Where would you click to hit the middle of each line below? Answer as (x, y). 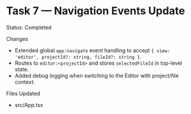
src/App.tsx (29, 104)
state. (22, 69)
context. (25, 82)
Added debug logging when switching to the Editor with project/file (97, 75)
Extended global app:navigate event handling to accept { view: (92, 50)
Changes (17, 39)
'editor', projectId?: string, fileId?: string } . (78, 56)
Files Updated (23, 93)
